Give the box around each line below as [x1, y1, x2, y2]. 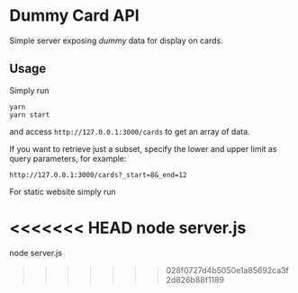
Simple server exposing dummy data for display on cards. [9, 35, 223, 46]
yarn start [9, 110, 50, 120]
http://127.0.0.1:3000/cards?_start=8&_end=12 [9, 170, 187, 180]
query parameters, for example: [9, 153, 127, 164]
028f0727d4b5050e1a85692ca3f [166, 264, 290, 275]
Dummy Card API [9, 5, 140, 26]
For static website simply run [9, 186, 117, 197]
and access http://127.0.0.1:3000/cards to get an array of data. [9, 126, 250, 137]
